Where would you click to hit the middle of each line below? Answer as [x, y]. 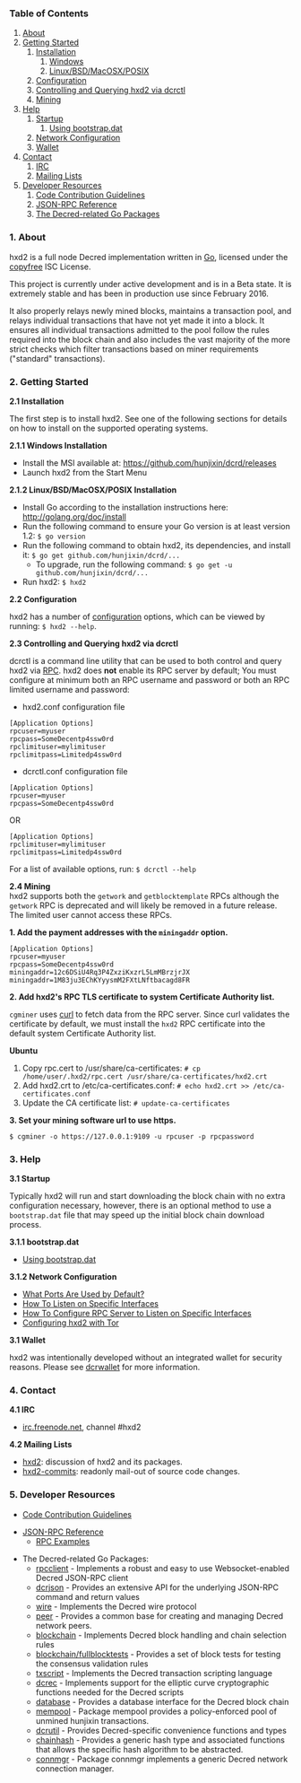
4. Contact [33, 1391]
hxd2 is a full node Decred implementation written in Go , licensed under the [149, 257]
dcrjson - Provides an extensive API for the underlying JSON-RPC [157, 1587]
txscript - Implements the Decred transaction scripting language [154, 1673]
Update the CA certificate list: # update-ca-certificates [126, 1103]
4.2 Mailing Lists [41, 1445]
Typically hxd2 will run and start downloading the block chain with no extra [147, 1196]
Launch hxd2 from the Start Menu [85, 472]
